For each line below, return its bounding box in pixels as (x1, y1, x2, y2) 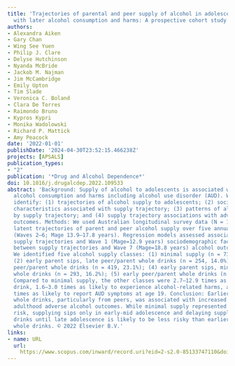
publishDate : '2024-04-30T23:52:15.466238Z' (7, 147, 139, 154)
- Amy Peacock (7, 134, 49, 141)
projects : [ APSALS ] (7, 153, 64, 161)
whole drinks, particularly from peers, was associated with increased (13, 297, 227, 304)
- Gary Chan (7, 36, 42, 43)
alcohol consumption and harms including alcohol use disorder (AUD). (13, 192, 224, 199)
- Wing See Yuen (7, 43, 55, 50)
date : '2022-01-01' (7, 141, 64, 148)
